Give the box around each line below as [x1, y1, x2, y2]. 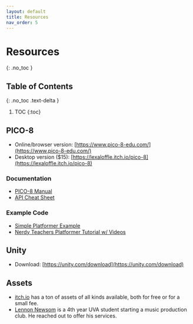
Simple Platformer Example [14, 222, 81, 229]
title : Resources [6, 14, 49, 20]
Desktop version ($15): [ [14, 153, 74, 161]
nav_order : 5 [6, 19, 38, 25]
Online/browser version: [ [14, 141, 76, 148]
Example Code [6, 209, 49, 217]
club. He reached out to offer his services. [14, 312, 117, 319]
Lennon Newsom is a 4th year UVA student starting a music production [14, 306, 187, 313]
